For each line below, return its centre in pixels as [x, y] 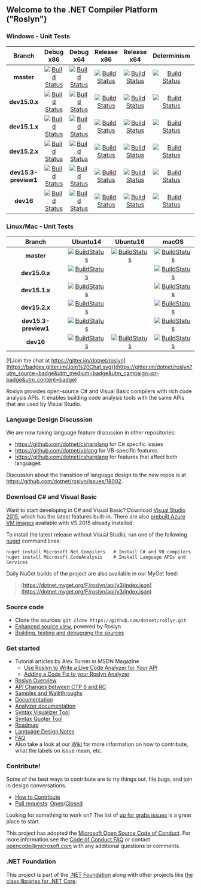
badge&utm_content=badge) [42, 379]
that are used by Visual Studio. [44, 404]
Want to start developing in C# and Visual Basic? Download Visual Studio [96, 510]
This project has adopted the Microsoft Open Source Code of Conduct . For [98, 833]
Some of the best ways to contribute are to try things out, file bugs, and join [99, 779]
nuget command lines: [34, 541]
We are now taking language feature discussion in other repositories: [91, 433]
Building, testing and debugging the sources [69, 633]
